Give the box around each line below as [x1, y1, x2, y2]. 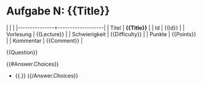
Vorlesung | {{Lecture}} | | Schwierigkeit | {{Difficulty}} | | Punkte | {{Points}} [6, 30, 197, 37]
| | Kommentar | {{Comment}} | [6, 37, 83, 44]
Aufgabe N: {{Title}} [6, 4, 110, 18]
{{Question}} [6, 48, 38, 55]
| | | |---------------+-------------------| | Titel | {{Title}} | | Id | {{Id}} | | [6, 24, 185, 31]
